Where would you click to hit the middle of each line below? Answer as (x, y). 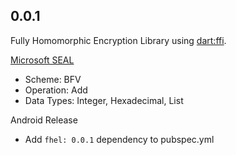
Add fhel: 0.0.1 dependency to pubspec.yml (119, 139)
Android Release (44, 120)
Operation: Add (56, 90)
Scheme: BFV (53, 79)
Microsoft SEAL (42, 60)
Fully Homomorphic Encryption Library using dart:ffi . (118, 40)
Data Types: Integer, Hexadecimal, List (104, 100)
